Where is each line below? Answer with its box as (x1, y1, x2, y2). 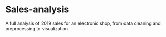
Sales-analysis (5, 4, 69, 15)
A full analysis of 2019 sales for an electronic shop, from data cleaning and (5, 20, 161, 26)
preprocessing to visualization (5, 25, 68, 31)
